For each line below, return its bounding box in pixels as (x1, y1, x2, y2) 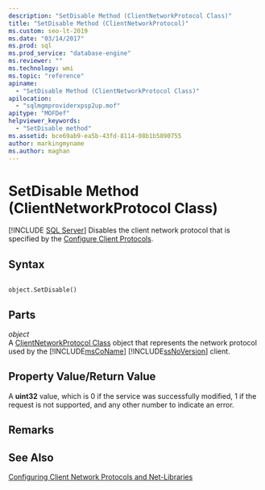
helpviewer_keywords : (8, 117, 81, 125)
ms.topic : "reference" (8, 72, 85, 80)
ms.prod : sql (8, 42, 52, 50)
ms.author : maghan (8, 147, 70, 155)
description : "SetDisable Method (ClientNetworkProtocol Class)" (8, 11, 232, 20)
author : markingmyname (8, 139, 85, 148)
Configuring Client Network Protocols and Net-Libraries (8, 471, 193, 481)
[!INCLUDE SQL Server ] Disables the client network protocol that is (8, 225, 231, 235)
